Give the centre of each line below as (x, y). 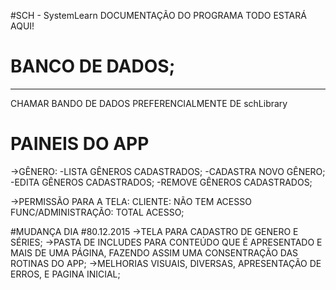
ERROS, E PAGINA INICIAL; (65, 274)
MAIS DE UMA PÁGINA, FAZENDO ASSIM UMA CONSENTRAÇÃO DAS (154, 252)
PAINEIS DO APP (80, 144)
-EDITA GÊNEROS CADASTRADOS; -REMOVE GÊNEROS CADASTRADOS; (161, 182)
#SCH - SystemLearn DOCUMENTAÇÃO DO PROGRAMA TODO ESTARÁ (158, 15)
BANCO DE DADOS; (93, 66)
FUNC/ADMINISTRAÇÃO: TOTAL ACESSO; (97, 212)
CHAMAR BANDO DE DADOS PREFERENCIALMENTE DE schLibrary (149, 103)
